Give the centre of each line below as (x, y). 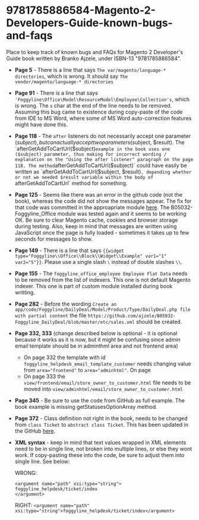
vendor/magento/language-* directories (64, 82)
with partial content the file (51, 315)
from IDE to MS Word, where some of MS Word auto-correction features (103, 118)
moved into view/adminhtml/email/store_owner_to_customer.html (103, 389)
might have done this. (41, 124)
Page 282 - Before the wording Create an (66, 304)
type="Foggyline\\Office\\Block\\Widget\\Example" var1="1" (91, 256)
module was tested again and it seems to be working (122, 213)
